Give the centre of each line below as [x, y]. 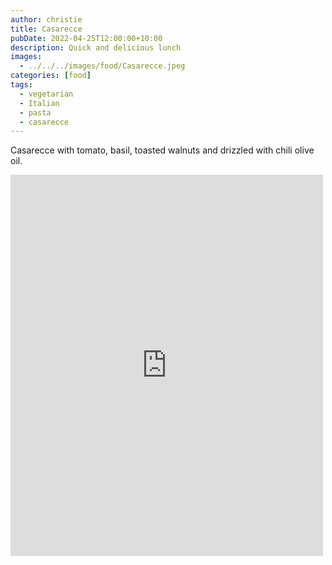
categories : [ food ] [51, 76]
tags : [21, 85]
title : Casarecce [46, 29]
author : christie [46, 19]
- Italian [39, 103]
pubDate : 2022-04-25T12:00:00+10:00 [86, 38]
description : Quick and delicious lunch [96, 47]
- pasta [35, 112]
